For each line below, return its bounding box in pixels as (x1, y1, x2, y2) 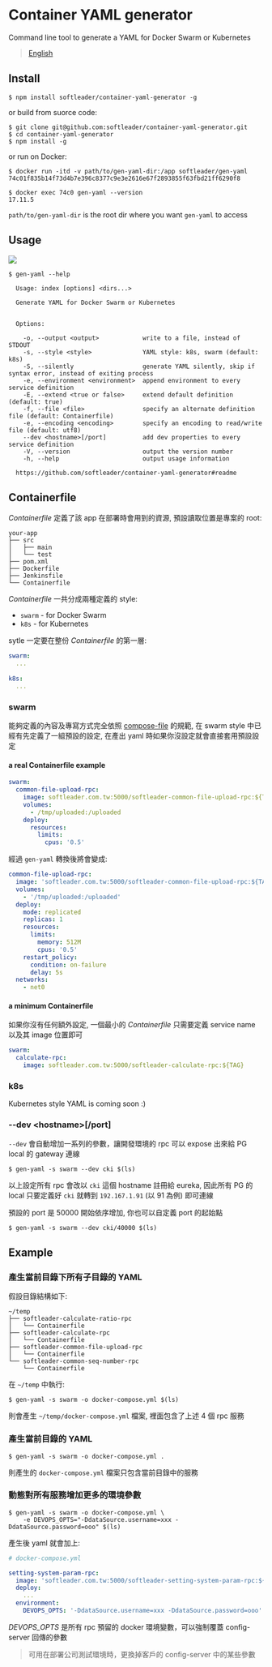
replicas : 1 (23, 915, 63, 923)
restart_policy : (23, 953, 79, 962)
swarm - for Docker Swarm (19, 611, 107, 620)
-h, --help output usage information (23, 454, 230, 463)
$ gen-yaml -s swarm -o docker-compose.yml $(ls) (8, 1396, 180, 1404)
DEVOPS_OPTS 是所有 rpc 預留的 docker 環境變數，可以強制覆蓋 (8, 1622, 224, 1631)
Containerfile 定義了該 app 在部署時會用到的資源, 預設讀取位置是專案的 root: (8, 513, 262, 523)
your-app (8, 529, 38, 538)
